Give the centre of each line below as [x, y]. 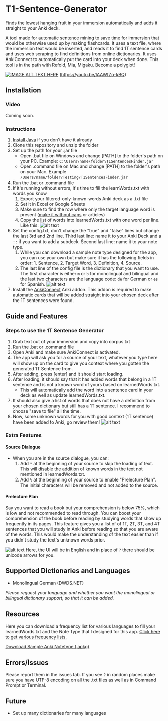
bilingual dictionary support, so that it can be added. [60, 598]
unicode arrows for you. [30, 555]
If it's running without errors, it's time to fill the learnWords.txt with [81, 188]
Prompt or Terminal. [26, 685]
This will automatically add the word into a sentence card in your [87, 390]
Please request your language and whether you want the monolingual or [80, 592]
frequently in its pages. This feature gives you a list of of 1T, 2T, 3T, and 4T [83, 524]
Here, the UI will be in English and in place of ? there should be [90, 550]
